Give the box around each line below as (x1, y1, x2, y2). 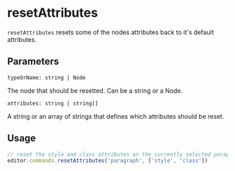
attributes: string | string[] (7, 100, 99, 107)
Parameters (7, 56, 59, 68)
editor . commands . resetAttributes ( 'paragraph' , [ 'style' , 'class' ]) (7, 157, 208, 165)
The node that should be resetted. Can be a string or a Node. (7, 86, 183, 95)
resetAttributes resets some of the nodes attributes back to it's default (7, 28, 215, 36)
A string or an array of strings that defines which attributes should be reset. (7, 112, 225, 120)
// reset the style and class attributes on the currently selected (7, 151, 211, 158)
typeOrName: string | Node (7, 74, 86, 81)
